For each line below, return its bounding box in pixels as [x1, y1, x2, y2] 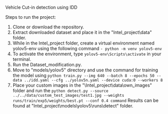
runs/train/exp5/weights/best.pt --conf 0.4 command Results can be [12, 97, 159, 103]
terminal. [12, 56, 31, 62]
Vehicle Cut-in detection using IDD [5, 5, 78, 10]
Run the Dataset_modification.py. [12, 62, 82, 67]
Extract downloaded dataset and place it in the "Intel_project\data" [12, 29, 152, 35]
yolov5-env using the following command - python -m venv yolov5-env [12, 46, 162, 51]
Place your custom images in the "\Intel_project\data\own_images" [12, 82, 152, 88]
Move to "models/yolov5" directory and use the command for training [12, 67, 158, 73]
